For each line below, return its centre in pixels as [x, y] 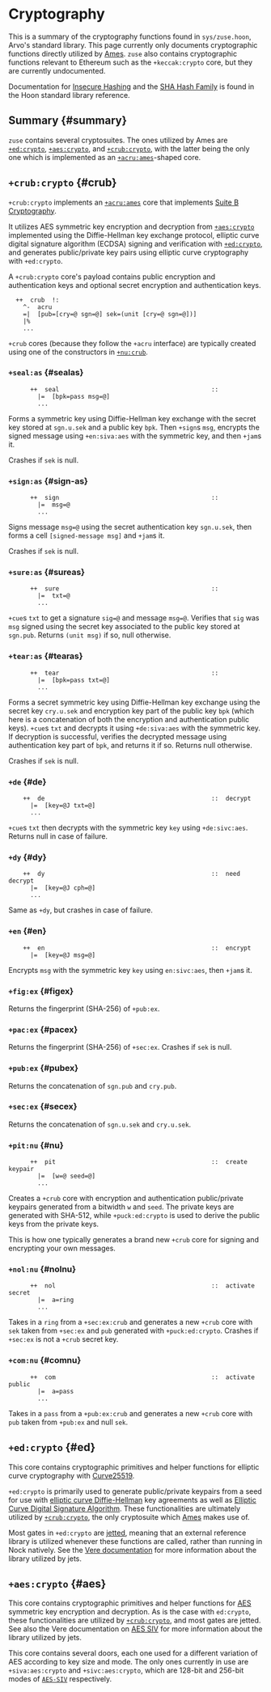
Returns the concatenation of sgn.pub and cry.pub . [93, 1085]
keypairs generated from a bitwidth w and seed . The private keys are [121, 1207]
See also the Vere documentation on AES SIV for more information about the [135, 1629]
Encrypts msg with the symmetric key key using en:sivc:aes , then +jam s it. [130, 970]
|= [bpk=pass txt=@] [74, 680]
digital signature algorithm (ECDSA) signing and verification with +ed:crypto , [135, 243]
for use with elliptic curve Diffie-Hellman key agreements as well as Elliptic [133, 1500]
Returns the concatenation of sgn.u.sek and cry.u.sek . [100, 1124]
